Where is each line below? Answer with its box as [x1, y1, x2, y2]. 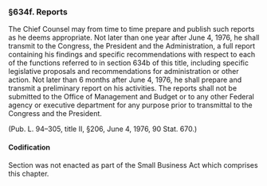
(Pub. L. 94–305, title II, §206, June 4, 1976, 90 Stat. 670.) [8, 124, 198, 134]
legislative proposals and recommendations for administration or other [8, 67, 239, 76]
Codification [8, 142, 50, 152]
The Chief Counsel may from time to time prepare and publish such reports [8, 25, 255, 34]
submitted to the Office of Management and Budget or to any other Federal [8, 92, 255, 102]
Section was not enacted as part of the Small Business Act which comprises [8, 160, 258, 169]
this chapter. [8, 169, 49, 178]
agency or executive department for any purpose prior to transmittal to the [8, 100, 253, 110]
